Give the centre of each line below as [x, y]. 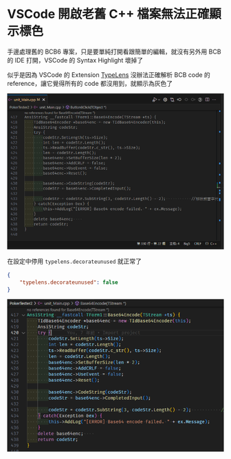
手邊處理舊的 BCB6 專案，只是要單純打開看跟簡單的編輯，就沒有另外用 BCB [114, 52]
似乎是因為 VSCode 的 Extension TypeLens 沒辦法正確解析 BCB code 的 [109, 75]
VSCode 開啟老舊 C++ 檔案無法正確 [108, 14]
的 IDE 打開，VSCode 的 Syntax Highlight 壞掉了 [75, 60]
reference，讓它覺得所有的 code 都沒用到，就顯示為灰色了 [90, 83]
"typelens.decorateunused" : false [69, 282]
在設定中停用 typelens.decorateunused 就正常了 [75, 261]
